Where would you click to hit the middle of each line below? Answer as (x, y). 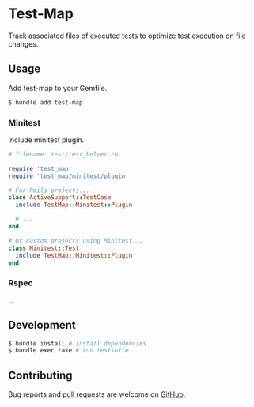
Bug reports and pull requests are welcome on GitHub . (97, 394)
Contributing (40, 375)
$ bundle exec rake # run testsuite (68, 351)
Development (42, 325)
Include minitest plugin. (46, 140)
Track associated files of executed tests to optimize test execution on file (127, 36)
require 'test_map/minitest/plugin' (68, 176)
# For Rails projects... (49, 190)
